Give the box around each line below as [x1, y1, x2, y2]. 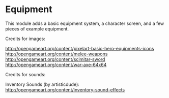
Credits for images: [5, 36, 46, 42]
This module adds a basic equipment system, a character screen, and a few [5, 20, 164, 26]
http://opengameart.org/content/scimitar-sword [5, 56, 105, 62]
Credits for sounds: [5, 71, 46, 77]
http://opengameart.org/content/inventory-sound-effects [5, 86, 125, 92]
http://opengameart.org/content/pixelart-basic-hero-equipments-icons [5, 45, 154, 51]
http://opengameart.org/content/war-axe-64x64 [5, 61, 107, 68]
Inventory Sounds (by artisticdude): [5, 81, 80, 87]
